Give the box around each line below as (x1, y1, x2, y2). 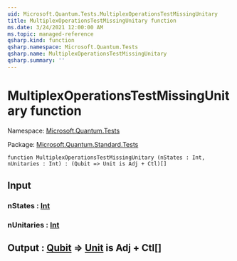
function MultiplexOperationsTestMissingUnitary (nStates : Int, (7, 154, 205, 161)
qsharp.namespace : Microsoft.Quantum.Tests (7, 43, 139, 51)
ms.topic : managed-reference (7, 30, 94, 38)
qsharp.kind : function (7, 37, 75, 44)
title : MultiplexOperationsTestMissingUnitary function (7, 17, 177, 24)
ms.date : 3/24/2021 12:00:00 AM (7, 24, 103, 31)
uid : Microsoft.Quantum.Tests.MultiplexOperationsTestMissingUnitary (7, 10, 218, 18)
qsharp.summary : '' (7, 57, 65, 64)
